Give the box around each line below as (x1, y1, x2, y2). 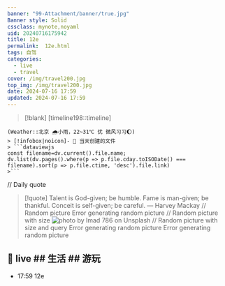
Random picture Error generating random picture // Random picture (24, 209, 219, 217)
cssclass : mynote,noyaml (7, 23, 80, 30)
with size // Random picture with (24, 216, 218, 224)
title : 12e (7, 36, 39, 43)
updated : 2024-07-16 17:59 (7, 95, 86, 102)
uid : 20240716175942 (7, 29, 68, 37)
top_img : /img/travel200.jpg (7, 82, 92, 89)
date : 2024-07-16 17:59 (7, 88, 77, 95)
